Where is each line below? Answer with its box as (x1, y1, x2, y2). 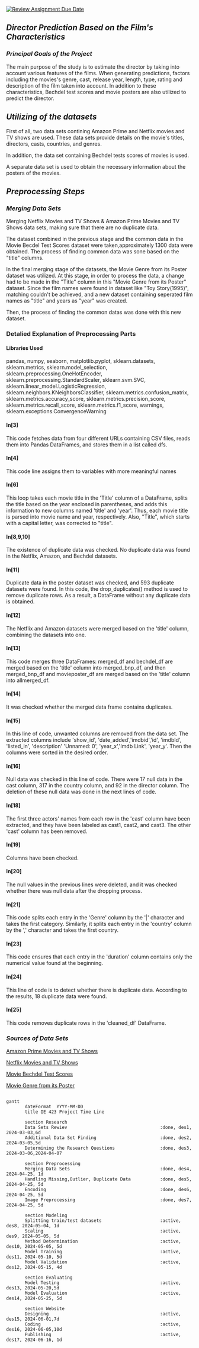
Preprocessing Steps (6, 186, 85, 197)
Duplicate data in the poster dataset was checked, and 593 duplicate (6, 579, 175, 586)
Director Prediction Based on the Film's (6, 22, 154, 33)
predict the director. (6, 95, 54, 102)
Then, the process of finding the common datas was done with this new (6, 308, 182, 316)
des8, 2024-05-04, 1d (6, 1223, 60, 1229)
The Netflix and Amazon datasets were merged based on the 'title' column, (6, 625, 190, 632)
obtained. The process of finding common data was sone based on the (6, 248, 179, 255)
